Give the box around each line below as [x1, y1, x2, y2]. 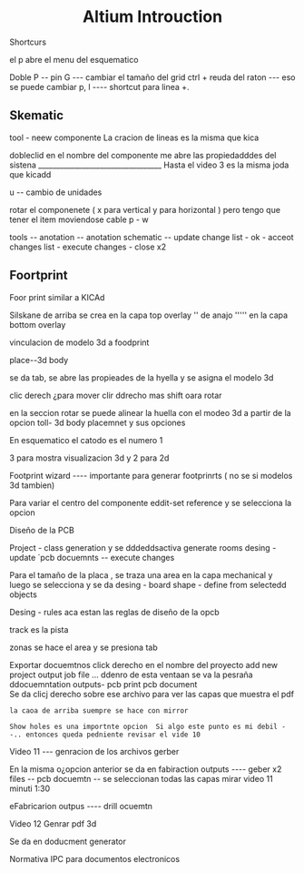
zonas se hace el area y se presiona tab [9, 642, 158, 653]
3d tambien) [9, 480, 55, 491]
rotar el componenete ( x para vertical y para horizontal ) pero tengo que [9, 204, 281, 215]
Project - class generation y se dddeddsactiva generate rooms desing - [9, 542, 277, 553]
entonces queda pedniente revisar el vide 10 [25, 730, 201, 739]
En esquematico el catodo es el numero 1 [9, 434, 163, 445]
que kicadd [9, 168, 52, 179]
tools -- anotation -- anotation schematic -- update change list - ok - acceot [9, 231, 294, 242]
